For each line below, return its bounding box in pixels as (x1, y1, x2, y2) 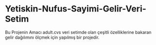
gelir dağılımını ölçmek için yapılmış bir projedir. (5, 34, 100, 40)
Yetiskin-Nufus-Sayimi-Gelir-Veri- (5, 3, 147, 14)
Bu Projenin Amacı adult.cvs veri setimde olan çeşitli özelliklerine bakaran (5, 29, 152, 35)
